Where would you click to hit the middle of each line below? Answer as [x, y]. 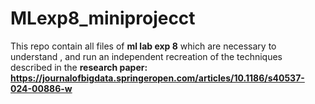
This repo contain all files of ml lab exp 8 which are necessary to [143, 46]
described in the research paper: [79, 67]
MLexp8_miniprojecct [103, 18]
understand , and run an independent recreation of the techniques [146, 56]
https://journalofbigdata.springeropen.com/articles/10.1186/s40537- [157, 78]
